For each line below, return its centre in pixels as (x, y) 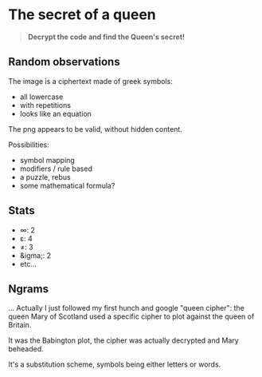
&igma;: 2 (35, 255)
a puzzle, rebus (45, 177)
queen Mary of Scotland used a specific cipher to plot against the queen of (131, 316)
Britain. (20, 325)
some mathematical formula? (67, 185)
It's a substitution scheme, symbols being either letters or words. (115, 364)
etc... (28, 264)
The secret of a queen (82, 15)
